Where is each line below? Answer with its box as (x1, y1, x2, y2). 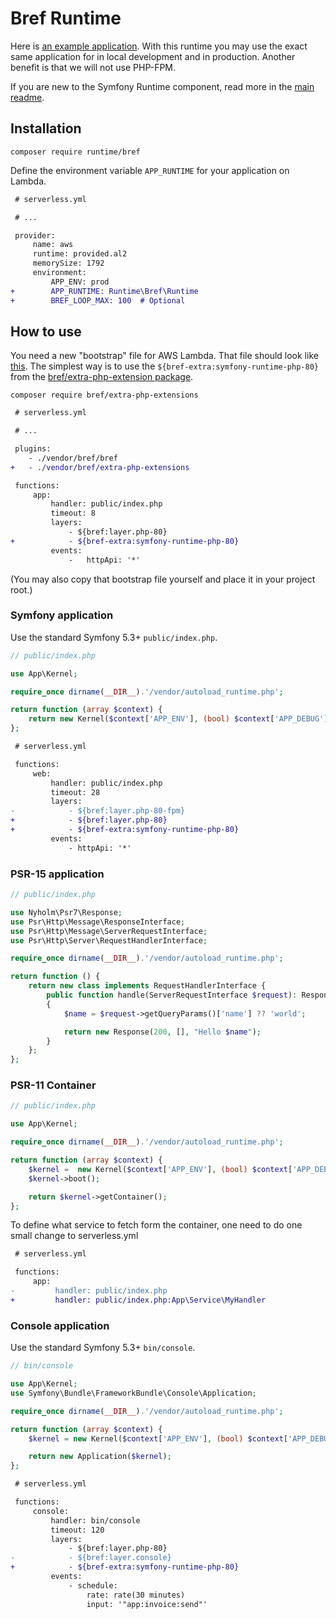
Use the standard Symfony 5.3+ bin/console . (10, 1342, 196, 1354)
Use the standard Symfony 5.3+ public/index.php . (10, 631, 218, 643)
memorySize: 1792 (32, 258, 105, 269)
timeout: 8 (50, 508, 97, 519)
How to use (10, 323, 82, 340)
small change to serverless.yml (10, 1230, 139, 1242)
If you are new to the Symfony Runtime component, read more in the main (10, 80, 315, 92)
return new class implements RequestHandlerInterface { (28, 981, 267, 991)
